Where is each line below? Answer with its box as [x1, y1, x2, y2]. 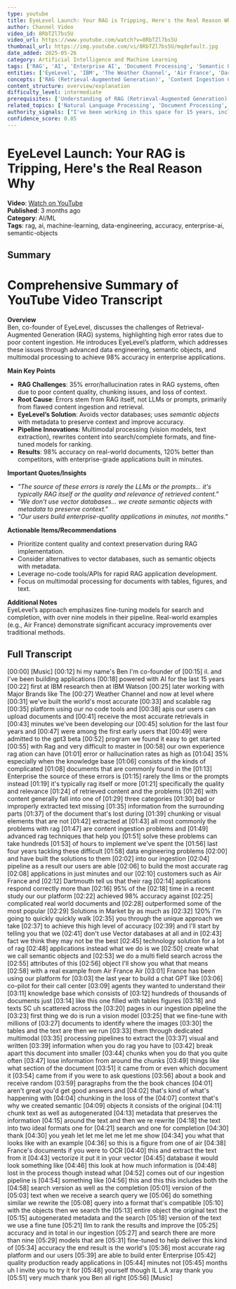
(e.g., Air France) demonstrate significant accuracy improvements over [7, 621, 212, 629]
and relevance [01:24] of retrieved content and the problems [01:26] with [7, 787, 218, 795]
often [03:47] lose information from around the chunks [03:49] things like [7, 1056, 220, 1064]
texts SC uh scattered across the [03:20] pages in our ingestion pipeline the [7, 1004, 227, 1012]
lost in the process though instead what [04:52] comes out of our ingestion [7, 1169, 225, 1177]
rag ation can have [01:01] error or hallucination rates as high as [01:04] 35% [7, 749, 229, 758]
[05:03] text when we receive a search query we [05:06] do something [7, 1191, 213, 1200]
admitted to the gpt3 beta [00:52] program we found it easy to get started [7, 734, 221, 743]
